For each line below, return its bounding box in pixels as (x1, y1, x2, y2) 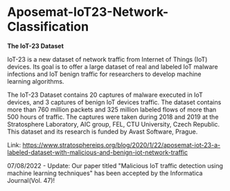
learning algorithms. (7, 77, 64, 85)
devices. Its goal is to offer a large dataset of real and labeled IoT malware (7, 62, 218, 71)
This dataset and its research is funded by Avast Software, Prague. (7, 127, 198, 136)
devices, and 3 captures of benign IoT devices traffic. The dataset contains (7, 98, 222, 106)
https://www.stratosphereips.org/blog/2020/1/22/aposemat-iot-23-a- (22, 140, 220, 149)
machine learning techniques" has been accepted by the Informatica (7, 169, 203, 177)
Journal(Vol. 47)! (7, 176, 55, 184)
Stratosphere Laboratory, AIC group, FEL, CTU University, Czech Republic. (7, 120, 220, 128)
